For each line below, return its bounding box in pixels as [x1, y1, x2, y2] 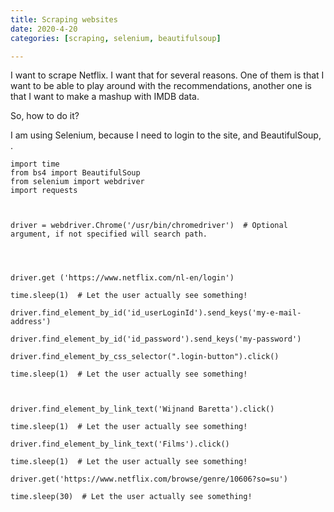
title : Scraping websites [10, 14, 118, 25]
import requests [10, 186, 78, 196]
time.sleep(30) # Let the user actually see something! [10, 492, 253, 502]
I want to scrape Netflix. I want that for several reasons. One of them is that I [10, 69, 325, 81]
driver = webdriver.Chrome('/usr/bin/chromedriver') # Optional [10, 221, 288, 231]
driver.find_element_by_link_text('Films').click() [10, 439, 230, 450]
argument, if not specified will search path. [10, 229, 208, 240]
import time [10, 159, 60, 170]
